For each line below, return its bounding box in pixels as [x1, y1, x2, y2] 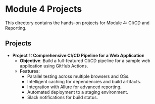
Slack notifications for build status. [27, 94, 98, 100]
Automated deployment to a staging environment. [27, 89, 129, 95]
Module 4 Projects [5, 3, 82, 15]
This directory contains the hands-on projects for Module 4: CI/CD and [5, 20, 150, 26]
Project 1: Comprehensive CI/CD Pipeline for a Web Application [12, 52, 145, 58]
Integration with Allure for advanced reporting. [27, 84, 122, 90]
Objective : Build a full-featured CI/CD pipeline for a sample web [19, 58, 151, 64]
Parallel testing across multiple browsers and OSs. [27, 73, 130, 79]
